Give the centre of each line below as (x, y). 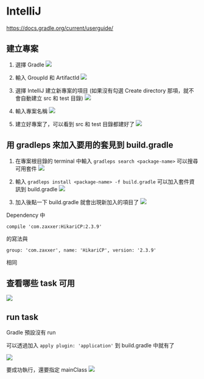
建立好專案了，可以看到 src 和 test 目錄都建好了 (75, 124)
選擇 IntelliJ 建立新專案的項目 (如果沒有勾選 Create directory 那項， (99, 90)
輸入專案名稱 (31, 111)
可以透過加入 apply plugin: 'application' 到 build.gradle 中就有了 (90, 345)
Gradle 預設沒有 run (31, 333)
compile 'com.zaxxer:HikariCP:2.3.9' (54, 227)
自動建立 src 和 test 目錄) (52, 98)
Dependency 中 (26, 215)
